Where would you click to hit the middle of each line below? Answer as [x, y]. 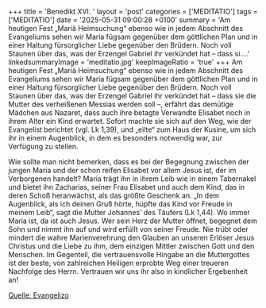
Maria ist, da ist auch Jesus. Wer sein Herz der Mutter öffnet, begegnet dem [133, 221]
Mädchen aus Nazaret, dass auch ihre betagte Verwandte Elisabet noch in [129, 113]
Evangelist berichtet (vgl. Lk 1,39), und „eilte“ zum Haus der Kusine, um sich [132, 129]
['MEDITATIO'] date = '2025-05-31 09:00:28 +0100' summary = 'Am [120, 20]
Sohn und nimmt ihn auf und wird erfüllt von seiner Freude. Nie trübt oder [128, 229]
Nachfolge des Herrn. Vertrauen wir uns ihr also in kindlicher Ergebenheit [128, 271]
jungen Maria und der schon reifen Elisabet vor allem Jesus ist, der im [122, 170]
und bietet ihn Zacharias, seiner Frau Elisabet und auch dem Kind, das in [127, 187]
